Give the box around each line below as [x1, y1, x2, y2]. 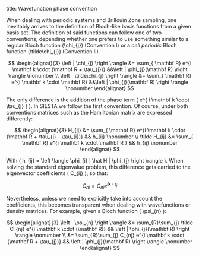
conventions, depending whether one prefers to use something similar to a [6, 36, 189, 42]
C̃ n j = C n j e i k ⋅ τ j [82, 181, 118, 191]
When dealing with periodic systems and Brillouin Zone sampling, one [6, 17, 177, 23]
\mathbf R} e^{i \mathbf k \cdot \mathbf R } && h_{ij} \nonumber [21, 139, 178, 146]
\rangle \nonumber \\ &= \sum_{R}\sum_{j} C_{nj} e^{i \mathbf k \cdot [15, 231, 185, 239]
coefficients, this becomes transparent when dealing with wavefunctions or [6, 201, 191, 208]
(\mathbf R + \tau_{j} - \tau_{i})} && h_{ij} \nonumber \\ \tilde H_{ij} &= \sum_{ [6, 133, 194, 140]
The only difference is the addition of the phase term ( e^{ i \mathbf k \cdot [6, 96, 190, 103]
